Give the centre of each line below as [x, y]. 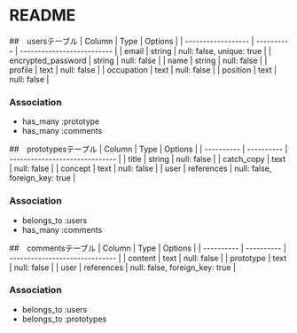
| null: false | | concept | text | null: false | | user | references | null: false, [141, 168]
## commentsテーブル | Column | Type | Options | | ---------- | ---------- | [148, 248]
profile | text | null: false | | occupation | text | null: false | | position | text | [143, 70]
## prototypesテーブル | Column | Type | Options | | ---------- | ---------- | [148, 149]
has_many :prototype [61, 121]
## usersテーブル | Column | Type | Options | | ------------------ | [132, 41]
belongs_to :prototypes [64, 319]
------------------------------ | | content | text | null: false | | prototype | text [148, 258]
